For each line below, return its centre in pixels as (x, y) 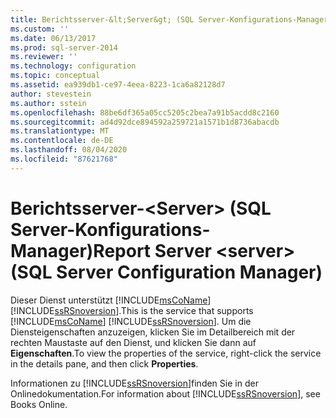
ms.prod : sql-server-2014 (64, 47)
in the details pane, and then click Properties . (104, 363)
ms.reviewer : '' (44, 57)
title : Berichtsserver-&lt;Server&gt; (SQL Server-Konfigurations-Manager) (171, 19)
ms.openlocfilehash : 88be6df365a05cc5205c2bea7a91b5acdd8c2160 (145, 112)
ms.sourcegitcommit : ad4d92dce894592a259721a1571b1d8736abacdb (145, 122)
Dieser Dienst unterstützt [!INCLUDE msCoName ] (111, 300)
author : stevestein (51, 94)
